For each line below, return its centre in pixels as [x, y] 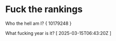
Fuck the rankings [44, 9]
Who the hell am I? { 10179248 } [38, 23]
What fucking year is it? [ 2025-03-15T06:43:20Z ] [59, 33]
